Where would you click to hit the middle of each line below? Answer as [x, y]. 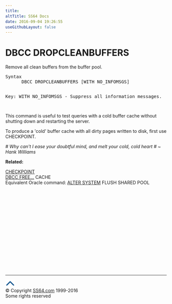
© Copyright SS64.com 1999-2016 [42, 291]
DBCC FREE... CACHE [28, 177]
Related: [15, 162]
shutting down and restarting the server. [48, 121]
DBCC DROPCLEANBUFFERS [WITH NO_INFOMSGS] [75, 82]
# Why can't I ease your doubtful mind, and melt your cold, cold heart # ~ [83, 147]
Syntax [14, 77]
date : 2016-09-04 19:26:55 [34, 21]
